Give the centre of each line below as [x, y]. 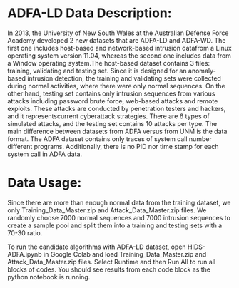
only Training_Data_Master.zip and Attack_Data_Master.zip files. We [107, 210]
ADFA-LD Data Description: [90, 13]
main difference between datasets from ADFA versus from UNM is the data [117, 131]
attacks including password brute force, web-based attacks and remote [113, 101]
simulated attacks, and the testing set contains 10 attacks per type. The [112, 123]
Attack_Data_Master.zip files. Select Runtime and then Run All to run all [112, 262]
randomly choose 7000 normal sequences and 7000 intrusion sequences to [119, 217]
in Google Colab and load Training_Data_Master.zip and [125, 254]
